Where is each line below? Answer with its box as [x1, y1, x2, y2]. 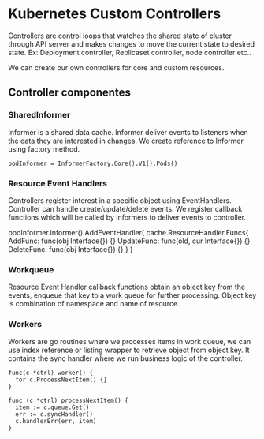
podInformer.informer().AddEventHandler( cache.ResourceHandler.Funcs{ [8, 227, 249, 237]
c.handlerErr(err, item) [15, 417, 97, 425]
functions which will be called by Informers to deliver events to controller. [8, 212, 247, 222]
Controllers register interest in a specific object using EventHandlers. [8, 195, 232, 205]
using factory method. [8, 144, 80, 154]
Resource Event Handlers [8, 178, 108, 189]
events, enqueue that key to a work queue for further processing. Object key [8, 291, 257, 300]
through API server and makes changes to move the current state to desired [8, 39, 255, 48]
